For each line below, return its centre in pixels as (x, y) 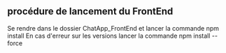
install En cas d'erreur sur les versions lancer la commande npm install (109, 36)
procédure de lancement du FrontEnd (90, 12)
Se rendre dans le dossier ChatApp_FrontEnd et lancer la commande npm (113, 28)
